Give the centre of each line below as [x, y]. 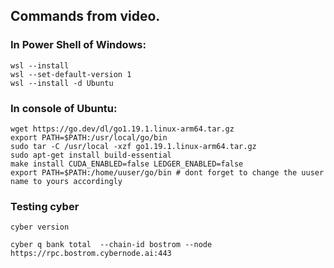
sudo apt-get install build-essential [91, 155]
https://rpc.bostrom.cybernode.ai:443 [91, 254]
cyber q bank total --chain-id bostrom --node [111, 245]
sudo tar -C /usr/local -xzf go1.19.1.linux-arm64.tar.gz [133, 146]
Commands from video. [85, 16]
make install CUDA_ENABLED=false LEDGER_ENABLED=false [127, 164]
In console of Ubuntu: [64, 108]
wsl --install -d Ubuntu [62, 83]
